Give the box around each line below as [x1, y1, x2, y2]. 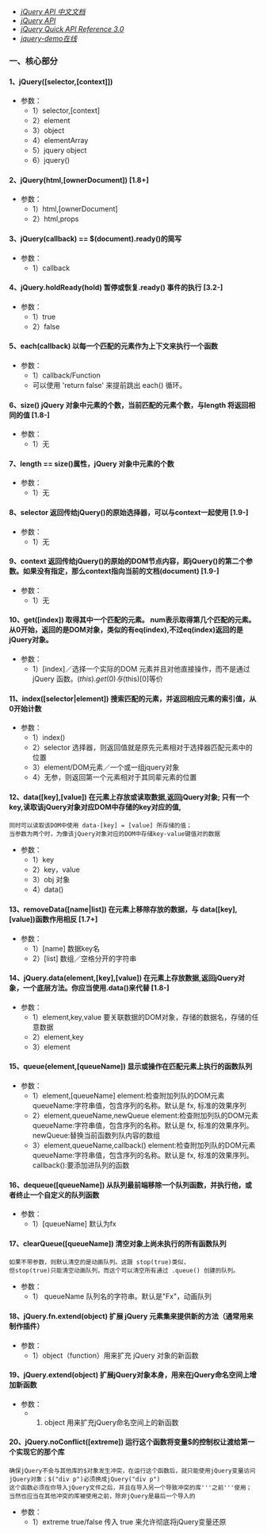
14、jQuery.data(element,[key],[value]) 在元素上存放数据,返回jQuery [9, 973, 238, 983]
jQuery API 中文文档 [20, 7, 86, 16]
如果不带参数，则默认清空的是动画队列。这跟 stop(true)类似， [9, 1258, 190, 1266]
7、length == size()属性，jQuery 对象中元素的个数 [9, 459, 175, 468]
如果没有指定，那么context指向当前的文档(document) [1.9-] [22, 567, 219, 576]
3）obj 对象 [32, 875, 71, 885]
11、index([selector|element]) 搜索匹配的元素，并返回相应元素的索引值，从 [9, 694, 257, 703]
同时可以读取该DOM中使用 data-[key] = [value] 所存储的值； [9, 822, 193, 830]
